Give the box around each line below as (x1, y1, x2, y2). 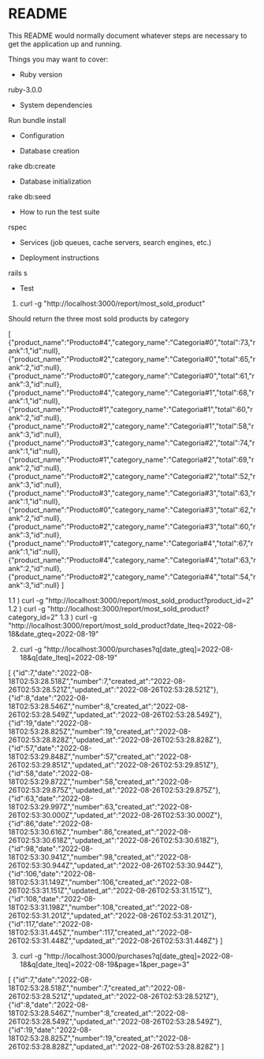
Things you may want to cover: (8, 54, 109, 64)
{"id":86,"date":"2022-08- (8, 819, 93, 828)
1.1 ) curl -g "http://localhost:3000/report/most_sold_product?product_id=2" (8, 596, 255, 605)
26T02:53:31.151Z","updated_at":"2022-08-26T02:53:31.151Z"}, (8, 886, 213, 895)
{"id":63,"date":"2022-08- (8, 793, 93, 803)
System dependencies (19, 100, 93, 110)
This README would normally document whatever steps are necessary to (8, 31, 247, 40)
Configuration (19, 131, 65, 140)
